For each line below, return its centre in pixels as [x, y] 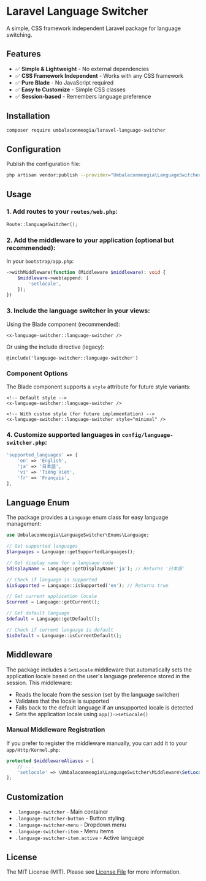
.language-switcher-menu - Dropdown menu [71, 825]
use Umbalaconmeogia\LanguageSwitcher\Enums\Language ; [78, 535]
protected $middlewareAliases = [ [51, 761]
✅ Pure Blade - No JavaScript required [64, 82]
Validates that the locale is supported [62, 701]
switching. [19, 34]
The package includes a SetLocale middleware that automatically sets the [99, 670]
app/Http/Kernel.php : [33, 749]
